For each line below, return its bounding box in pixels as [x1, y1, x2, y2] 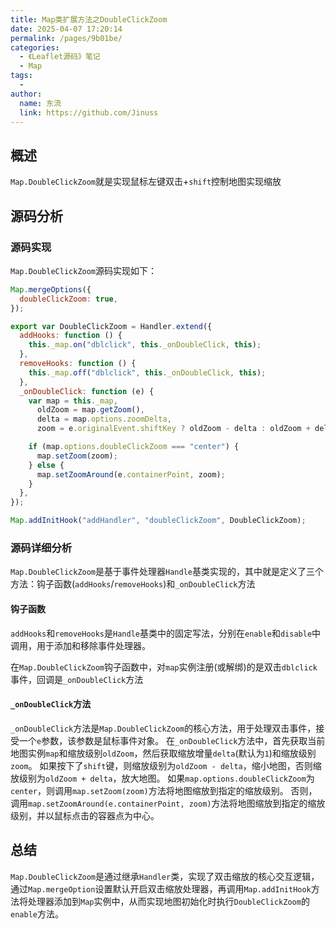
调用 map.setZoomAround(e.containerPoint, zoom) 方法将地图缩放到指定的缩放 [10, 797, 326, 809]
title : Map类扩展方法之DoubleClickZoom [10, 14, 168, 25]
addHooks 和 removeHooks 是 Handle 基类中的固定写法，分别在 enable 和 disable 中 [10, 627, 322, 639]
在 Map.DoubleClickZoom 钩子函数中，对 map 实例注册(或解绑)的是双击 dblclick [10, 661, 318, 673]
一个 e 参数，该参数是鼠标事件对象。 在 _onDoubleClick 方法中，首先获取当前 [18, 734, 326, 746]
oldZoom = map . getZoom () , [36, 405, 145, 415]
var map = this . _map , [28, 396, 118, 406]
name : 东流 [19, 98, 62, 108]
